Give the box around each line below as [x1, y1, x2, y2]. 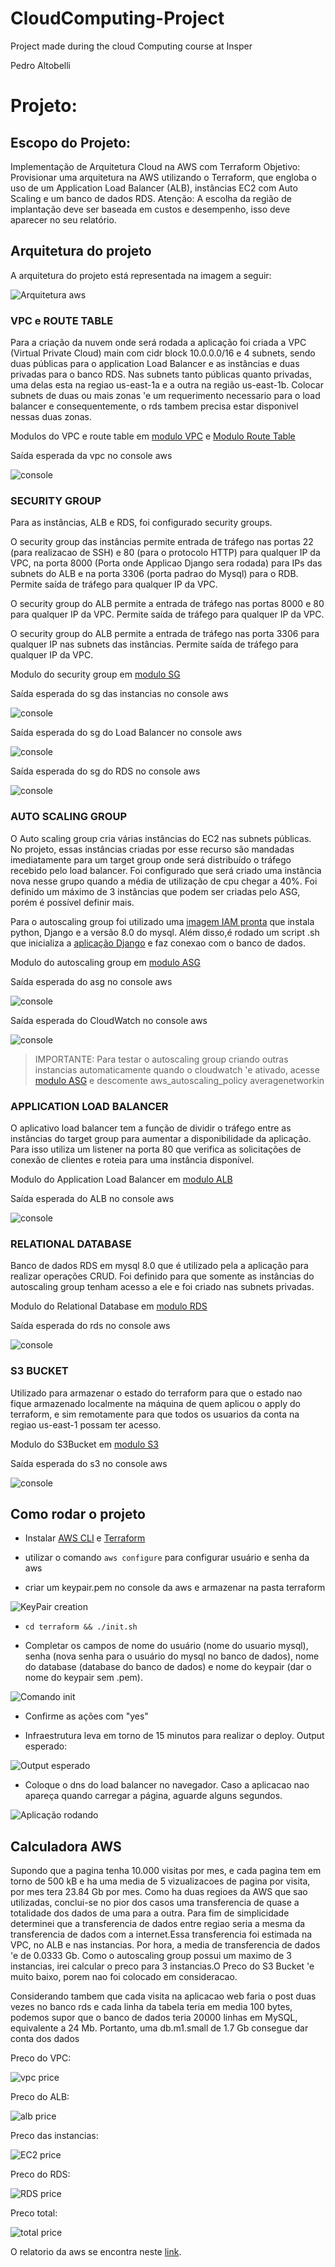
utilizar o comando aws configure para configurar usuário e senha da [24, 1552, 310, 1564]
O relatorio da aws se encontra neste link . [10, 2246, 182, 2258]
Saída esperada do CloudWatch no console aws [10, 1014, 208, 1026]
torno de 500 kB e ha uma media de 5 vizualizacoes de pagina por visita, [10, 1875, 311, 1887]
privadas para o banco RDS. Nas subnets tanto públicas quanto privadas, [10, 368, 312, 381]
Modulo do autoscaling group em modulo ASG [10, 956, 201, 968]
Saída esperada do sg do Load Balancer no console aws [10, 727, 243, 739]
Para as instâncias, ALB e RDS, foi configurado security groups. [10, 517, 273, 529]
